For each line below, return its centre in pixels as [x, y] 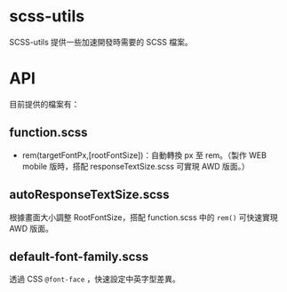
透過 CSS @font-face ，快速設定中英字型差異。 [95, 279]
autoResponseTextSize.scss [90, 195]
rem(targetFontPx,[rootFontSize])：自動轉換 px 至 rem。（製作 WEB [144, 155]
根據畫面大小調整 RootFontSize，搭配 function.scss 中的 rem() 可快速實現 [143, 217]
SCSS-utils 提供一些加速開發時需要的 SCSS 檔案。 [101, 42]
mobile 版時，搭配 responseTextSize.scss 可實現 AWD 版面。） [136, 166]
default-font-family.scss [79, 256]
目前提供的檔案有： [44, 104]
